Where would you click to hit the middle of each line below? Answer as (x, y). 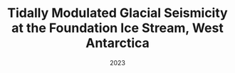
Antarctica (117, 43)
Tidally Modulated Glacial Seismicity (117, 13)
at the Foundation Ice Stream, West (117, 28)
